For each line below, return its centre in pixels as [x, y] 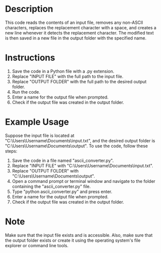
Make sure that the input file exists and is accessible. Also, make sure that [79, 235]
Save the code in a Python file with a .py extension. [63, 71]
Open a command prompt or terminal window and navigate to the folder [84, 181]
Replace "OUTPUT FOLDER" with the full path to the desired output [79, 81]
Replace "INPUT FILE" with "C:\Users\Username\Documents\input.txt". [83, 165]
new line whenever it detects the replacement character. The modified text [80, 33]
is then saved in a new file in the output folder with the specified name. [76, 38]
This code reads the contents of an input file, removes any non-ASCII [74, 22]
